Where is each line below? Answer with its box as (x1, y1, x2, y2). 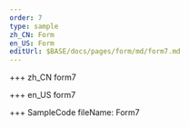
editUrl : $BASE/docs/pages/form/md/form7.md (9, 47, 181, 56)
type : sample (9, 22, 59, 31)
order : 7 (9, 13, 43, 23)
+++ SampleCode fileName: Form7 (9, 107, 140, 118)
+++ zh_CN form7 (9, 72, 77, 83)
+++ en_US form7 (9, 90, 76, 101)
